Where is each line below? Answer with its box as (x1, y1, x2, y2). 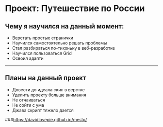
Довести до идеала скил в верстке (12, 86, 85, 92)
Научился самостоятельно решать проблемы (12, 40, 107, 46)
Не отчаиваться (12, 97, 45, 103)
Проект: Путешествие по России (5, 3, 145, 14)
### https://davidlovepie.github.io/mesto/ (5, 116, 87, 122)
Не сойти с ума (12, 102, 45, 108)
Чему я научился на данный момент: (5, 22, 124, 30)
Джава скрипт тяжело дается (12, 107, 74, 113)
